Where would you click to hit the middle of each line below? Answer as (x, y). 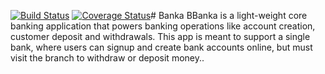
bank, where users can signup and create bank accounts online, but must (161, 47)
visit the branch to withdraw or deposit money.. (107, 58)
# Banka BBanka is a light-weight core (229, 15)
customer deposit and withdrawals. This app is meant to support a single (160, 36)
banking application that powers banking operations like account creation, (163, 26)
